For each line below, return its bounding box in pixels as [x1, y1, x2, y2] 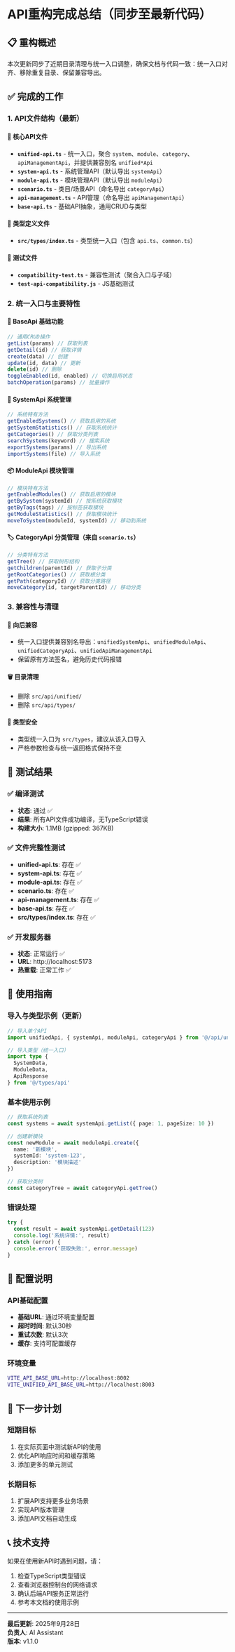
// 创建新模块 [7, 1132, 43, 1139]
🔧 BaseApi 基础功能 [7, 317, 64, 326]
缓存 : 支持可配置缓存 [17, 1339, 77, 1348]
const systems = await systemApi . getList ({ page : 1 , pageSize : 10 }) [7, 1120, 215, 1127]
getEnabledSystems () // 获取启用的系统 [7, 418, 116, 425]
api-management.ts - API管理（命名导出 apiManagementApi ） [17, 193, 188, 201]
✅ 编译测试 [7, 789, 44, 799]
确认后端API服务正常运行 [17, 1589, 90, 1597]
